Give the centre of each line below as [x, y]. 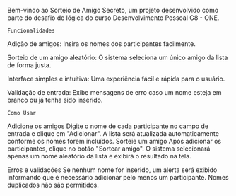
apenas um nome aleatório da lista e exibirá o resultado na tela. [100, 156]
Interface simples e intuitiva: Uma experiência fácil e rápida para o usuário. [116, 79]
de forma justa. [29, 65]
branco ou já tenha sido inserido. [55, 100]
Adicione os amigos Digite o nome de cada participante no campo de [108, 126]
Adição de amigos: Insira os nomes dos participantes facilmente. [101, 44]
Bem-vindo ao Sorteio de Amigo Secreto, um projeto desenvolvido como [113, 10]
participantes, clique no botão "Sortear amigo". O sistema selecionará [109, 149]
